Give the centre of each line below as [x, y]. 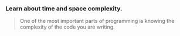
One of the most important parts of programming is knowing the [97, 21]
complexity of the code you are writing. [67, 27]
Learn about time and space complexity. [64, 9]
